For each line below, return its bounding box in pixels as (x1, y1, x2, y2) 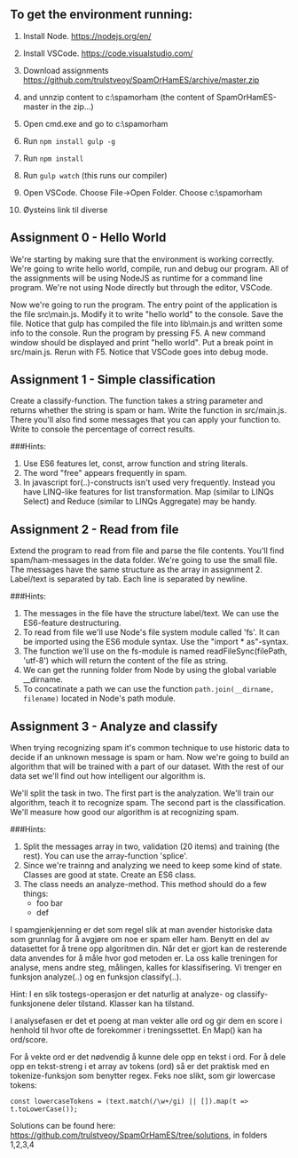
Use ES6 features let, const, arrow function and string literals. (22, 458, 248, 469)
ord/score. (10, 1035, 49, 1045)
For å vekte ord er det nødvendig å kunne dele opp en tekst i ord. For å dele (10, 1051, 286, 1062)
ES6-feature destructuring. (22, 617, 122, 629)
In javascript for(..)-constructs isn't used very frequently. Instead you (22, 477, 276, 488)
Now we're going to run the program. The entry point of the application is (10, 299, 278, 310)
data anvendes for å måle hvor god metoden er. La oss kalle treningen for (10, 953, 278, 964)
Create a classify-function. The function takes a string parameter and (10, 395, 263, 407)
